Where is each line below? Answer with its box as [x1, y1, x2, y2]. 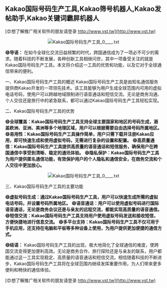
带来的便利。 [9, 68, 36, 74]
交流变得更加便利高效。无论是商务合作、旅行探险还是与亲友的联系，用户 [9, 248, 158, 254]
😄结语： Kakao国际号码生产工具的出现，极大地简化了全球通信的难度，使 [5, 242, 155, 248]
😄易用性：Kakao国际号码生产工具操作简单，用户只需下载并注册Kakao [5, 131, 150, 137]
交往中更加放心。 [9, 162, 45, 168]
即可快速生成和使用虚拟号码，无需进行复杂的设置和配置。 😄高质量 [13, 137, 151, 143]
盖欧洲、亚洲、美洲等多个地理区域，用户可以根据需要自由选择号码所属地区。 [5, 125, 162, 131]
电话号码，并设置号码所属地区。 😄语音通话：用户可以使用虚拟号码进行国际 [5, 200, 159, 206]
